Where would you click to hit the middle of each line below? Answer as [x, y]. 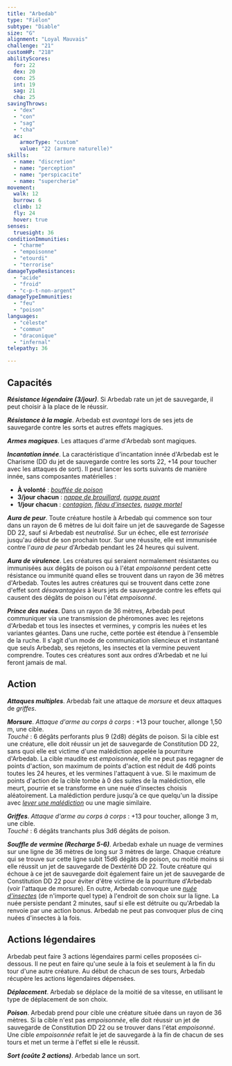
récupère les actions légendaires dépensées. [71, 978]
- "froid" [27, 284]
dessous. [20, 963]
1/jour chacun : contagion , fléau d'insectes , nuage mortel [99, 504]
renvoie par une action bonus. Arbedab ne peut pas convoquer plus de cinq [115, 910]
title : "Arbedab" [32, 14]
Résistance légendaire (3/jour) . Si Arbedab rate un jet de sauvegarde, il [110, 399]
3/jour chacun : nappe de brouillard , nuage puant [89, 497]
